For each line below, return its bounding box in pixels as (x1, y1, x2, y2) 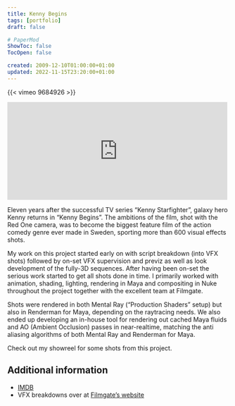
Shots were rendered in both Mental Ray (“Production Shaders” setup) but (7, 300, 222, 309)
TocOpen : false (7, 49, 52, 56)
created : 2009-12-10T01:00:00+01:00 (7, 62, 115, 69)
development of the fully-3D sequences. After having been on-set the (7, 264, 210, 272)
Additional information (7, 364, 108, 376)
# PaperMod (7, 36, 39, 43)
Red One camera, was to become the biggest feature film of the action (7, 220, 212, 229)
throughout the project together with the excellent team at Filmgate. (7, 286, 203, 295)
